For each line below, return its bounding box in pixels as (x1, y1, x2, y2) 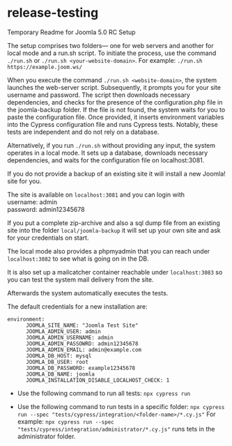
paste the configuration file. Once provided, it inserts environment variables (7, 113, 224, 121)
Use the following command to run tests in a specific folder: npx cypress (17, 402, 225, 410)
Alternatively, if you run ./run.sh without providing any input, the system (7, 141, 216, 149)
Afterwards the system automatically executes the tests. (7, 289, 169, 297)
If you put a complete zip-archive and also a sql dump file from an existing (7, 218, 221, 227)
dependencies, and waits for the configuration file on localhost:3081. (7, 155, 205, 164)
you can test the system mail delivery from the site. (7, 275, 154, 284)
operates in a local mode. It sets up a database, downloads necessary (7, 148, 208, 157)
